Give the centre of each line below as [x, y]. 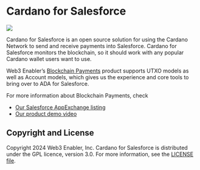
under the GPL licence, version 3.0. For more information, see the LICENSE [100, 154]
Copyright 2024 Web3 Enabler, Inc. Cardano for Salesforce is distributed [97, 147]
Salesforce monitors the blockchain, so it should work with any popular [95, 52]
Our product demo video [46, 113]
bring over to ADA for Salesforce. [48, 83]
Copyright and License [50, 133]
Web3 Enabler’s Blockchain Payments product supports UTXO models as [98, 71]
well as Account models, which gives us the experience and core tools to [98, 77]
